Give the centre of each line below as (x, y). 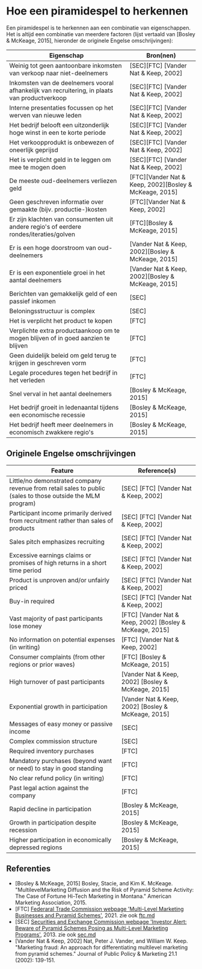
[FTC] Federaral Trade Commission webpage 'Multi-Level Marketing (99, 909)
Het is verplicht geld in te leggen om (60, 160)
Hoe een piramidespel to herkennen (97, 11)
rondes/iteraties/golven (42, 234)
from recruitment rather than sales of (61, 520)
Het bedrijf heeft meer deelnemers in (61, 425)
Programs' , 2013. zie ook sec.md (55, 934)
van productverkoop (38, 98)
